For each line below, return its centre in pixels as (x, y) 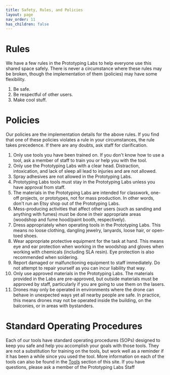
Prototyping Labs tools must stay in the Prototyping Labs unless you (84, 182)
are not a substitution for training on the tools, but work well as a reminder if (85, 351)
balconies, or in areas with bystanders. (53, 306)
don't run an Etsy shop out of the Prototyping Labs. (67, 204)
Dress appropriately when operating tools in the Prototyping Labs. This (87, 225)
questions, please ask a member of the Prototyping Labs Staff (70, 367)
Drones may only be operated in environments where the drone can (83, 290)
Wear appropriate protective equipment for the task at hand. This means (88, 241)
